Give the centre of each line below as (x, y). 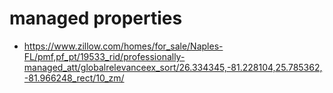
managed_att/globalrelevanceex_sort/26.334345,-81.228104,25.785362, (173, 67)
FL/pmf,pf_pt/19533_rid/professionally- (104, 56)
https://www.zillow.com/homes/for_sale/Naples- (123, 46)
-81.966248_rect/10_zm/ (74, 78)
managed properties (96, 18)
